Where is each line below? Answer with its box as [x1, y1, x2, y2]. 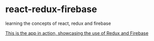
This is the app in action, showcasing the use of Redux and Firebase [5, 30, 149, 36]
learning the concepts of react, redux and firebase [5, 20, 111, 26]
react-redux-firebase [5, 4, 97, 15]
